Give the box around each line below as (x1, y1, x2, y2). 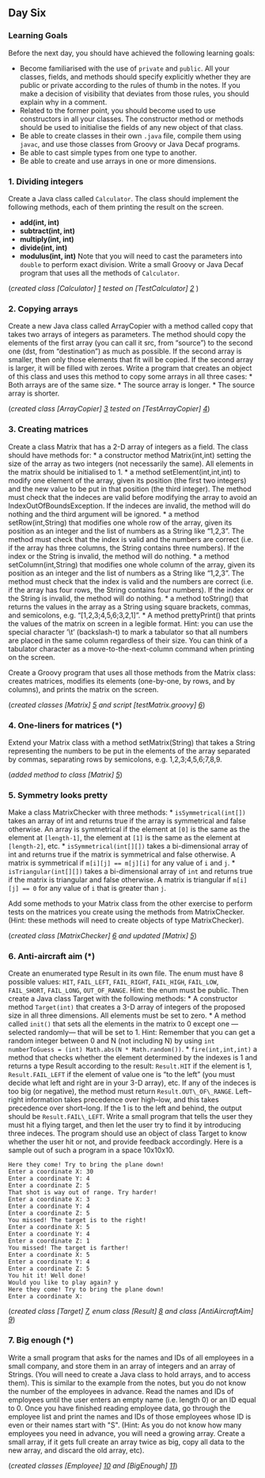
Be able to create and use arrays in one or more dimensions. (19, 156, 217, 166)
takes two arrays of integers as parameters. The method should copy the (8, 330, 247, 339)
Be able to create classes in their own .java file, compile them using (19, 131, 242, 140)
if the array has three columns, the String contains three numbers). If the (8, 543, 244, 552)
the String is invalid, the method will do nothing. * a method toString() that (8, 594, 249, 603)
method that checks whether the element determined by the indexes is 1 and (8, 1053, 258, 1063)
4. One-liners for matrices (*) (8, 720, 123, 731)
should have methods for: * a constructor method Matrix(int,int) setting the (8, 450, 252, 460)
